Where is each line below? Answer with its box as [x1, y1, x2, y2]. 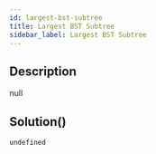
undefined [9, 138, 47, 147]
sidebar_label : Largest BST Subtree [9, 30, 147, 39]
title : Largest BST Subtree [9, 22, 115, 31]
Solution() [9, 114, 67, 130]
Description [9, 63, 77, 79]
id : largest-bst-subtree [9, 13, 103, 23]
